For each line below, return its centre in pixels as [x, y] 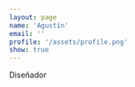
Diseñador [28, 75]
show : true [29, 50]
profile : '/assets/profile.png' [68, 42]
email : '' [27, 33]
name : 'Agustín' [39, 25]
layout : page [33, 17]
